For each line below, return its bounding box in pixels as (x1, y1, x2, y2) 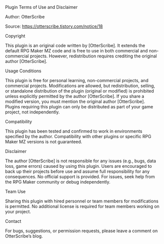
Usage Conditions (5, 68, 42, 74)
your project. (5, 209, 31, 214)
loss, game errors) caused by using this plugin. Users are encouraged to (5, 163, 152, 169)
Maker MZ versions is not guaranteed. (5, 139, 82, 145)
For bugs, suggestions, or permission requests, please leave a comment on (5, 228, 158, 234)
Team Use (5, 189, 26, 195)
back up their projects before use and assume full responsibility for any (5, 168, 150, 174)
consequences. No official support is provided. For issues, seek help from (5, 174, 155, 180)
